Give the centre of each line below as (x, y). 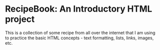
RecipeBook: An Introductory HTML (79, 9)
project (20, 19)
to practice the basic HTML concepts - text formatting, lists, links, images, (79, 38)
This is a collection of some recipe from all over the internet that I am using (80, 33)
